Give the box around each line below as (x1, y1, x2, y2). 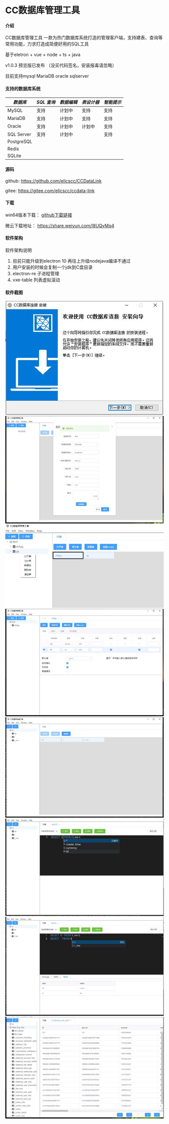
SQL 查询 (36, 99, 56, 105)
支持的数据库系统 (5, 85, 41, 91)
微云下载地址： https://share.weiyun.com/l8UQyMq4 (5, 222, 115, 228)
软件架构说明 (5, 247, 32, 253)
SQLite (7, 152, 22, 159)
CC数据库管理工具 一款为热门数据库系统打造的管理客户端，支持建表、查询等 (5, 35, 163, 41)
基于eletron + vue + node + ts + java (5, 51, 80, 58)
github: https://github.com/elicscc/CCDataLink (5, 177, 102, 184)
